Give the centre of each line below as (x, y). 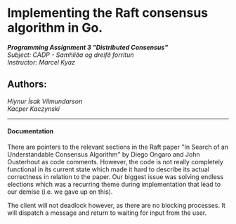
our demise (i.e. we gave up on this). (60, 192)
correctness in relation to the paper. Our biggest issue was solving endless (116, 176)
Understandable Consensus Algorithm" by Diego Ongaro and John (104, 154)
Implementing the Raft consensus (108, 13)
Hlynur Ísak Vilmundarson (45, 101)
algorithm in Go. (55, 28)
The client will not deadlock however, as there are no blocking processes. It (117, 205)
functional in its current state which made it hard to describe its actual (108, 169)
